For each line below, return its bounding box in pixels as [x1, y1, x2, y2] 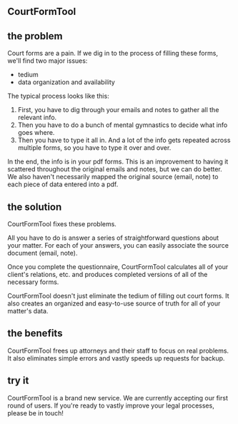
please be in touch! [7, 408, 64, 417]
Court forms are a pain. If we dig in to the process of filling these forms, [7, 49, 218, 58]
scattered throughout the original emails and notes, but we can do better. [7, 165, 223, 173]
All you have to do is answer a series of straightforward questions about [7, 233, 219, 242]
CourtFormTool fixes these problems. [7, 220, 116, 228]
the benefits [7, 328, 63, 340]
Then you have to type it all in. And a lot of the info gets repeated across [17, 136, 231, 145]
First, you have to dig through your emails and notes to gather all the [17, 106, 219, 114]
